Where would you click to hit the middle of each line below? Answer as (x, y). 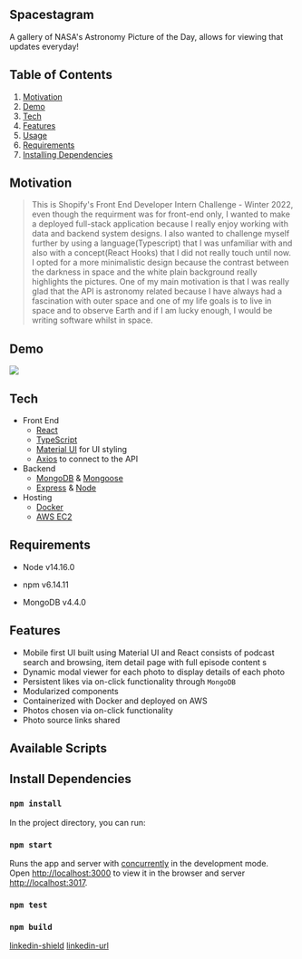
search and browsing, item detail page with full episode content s (145, 662)
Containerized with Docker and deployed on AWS (115, 701)
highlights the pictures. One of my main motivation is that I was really (161, 282)
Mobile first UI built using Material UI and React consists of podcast (148, 653)
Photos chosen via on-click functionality (98, 710)
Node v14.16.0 (49, 567)
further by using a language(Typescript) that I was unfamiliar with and (162, 243)
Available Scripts (58, 748)
